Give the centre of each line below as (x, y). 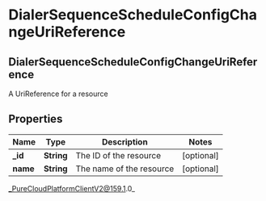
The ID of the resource (118, 155)
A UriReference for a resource (58, 94)
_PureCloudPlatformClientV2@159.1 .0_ (72, 188)
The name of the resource (125, 169)
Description (125, 141)
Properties (36, 119)
